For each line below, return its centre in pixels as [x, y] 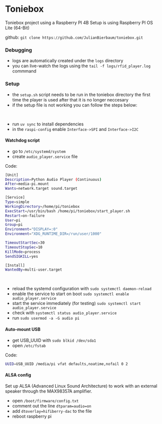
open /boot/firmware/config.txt [46, 400]
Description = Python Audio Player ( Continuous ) [53, 179]
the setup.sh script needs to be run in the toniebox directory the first [81, 95]
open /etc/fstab [29, 345]
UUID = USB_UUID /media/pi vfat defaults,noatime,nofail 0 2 [67, 364]
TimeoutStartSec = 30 [25, 243]
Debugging [19, 50]
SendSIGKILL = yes [22, 256]
